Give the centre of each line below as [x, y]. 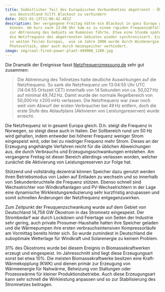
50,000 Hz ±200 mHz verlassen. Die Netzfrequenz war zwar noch [84, 100]
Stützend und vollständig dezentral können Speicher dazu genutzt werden [80, 171]
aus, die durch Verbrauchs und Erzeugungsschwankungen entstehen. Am [80, 151]
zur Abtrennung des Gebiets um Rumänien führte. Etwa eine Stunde [79, 32]
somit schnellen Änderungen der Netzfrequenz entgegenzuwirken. [73, 197]
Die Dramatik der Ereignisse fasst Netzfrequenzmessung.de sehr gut [75, 65]
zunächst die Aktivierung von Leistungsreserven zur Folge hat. [68, 162]
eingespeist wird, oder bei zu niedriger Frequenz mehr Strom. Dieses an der [82, 141]
